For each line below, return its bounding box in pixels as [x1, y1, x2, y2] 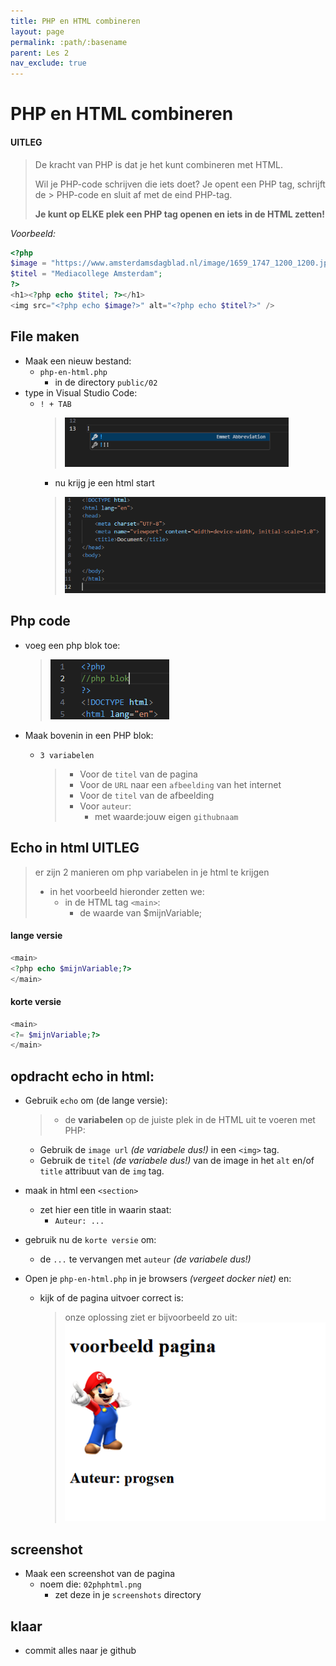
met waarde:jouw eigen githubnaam [94, 810, 239, 822]
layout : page [10, 26, 65, 37]
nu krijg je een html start [54, 476, 155, 489]
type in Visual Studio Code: [24, 386, 138, 399]
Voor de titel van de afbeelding [79, 789, 215, 801]
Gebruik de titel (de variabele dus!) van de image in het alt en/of [39, 1155, 315, 1167]
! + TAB [39, 399, 72, 409]
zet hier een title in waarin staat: [39, 1204, 172, 1216]
